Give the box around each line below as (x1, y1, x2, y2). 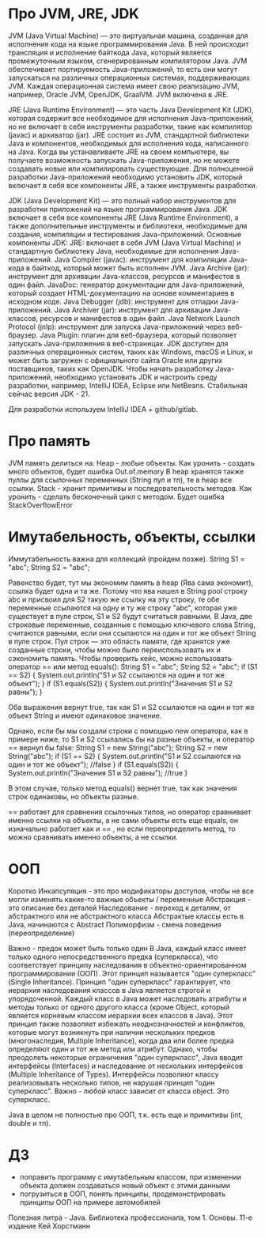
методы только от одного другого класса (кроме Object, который (8, 1002, 230, 1012)
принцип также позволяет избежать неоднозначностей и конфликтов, (8, 1019, 246, 1029)
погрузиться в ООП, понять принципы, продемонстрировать (19, 1189, 226, 1198)
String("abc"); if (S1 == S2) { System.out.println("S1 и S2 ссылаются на (8, 751, 241, 761)
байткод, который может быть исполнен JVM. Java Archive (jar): (31, 262, 249, 273)
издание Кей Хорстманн (8, 1221, 91, 1230)
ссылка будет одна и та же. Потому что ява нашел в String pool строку (8, 586, 248, 595)
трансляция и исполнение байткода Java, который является (8, 47, 212, 57)
